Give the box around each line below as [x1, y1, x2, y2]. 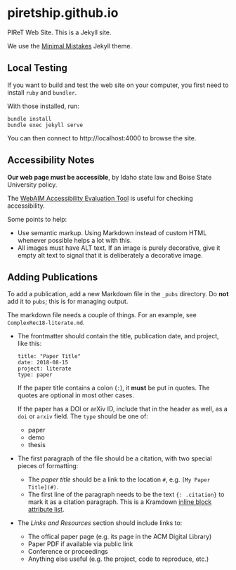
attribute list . [27, 505, 65, 514]
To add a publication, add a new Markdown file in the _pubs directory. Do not [7, 290, 229, 298]
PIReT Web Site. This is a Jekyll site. [7, 28, 112, 37]
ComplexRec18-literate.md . [7, 318, 85, 327]
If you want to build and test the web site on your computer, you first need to [7, 81, 229, 89]
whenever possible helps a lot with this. [17, 236, 132, 244]
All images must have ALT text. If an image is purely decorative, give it [17, 244, 221, 252]
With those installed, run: [7, 102, 79, 110]
